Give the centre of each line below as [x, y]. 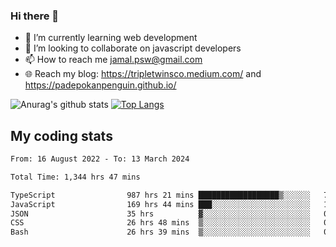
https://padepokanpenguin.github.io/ [100, 85]
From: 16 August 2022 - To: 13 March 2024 [100, 159]
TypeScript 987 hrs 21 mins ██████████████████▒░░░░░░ [160, 195]
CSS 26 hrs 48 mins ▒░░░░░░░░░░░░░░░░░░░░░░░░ [160, 223]
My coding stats [61, 135]
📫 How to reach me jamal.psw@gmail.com [113, 60]
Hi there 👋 [35, 16]
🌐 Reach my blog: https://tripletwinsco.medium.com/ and [143, 74]
